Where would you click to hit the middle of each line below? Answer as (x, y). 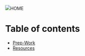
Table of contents (43, 29)
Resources (24, 48)
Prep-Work (24, 42)
